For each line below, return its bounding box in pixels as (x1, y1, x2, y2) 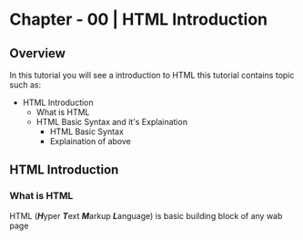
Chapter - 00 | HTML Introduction (9, 9, 268, 30)
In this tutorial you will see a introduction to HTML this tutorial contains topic (9, 69, 295, 80)
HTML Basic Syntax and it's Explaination (35, 117, 188, 127)
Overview (9, 46, 66, 61)
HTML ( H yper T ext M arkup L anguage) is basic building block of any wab (9, 210, 283, 221)
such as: (9, 79, 42, 90)
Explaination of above (49, 136, 132, 146)
